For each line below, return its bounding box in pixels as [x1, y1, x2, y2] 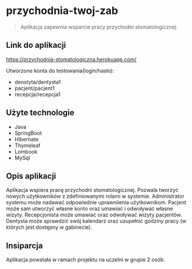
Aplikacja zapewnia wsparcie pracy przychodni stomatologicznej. [20, 23, 178, 30]
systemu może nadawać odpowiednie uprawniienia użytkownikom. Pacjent [6, 199, 187, 206]
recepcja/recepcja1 [14, 90, 61, 97]
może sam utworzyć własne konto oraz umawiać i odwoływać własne [6, 205, 173, 212]
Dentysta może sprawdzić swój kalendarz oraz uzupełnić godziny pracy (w [6, 218, 187, 225]
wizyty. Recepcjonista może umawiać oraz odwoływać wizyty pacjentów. [6, 211, 182, 218]
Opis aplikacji [6, 171, 57, 181]
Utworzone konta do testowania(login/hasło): [6, 67, 114, 74]
